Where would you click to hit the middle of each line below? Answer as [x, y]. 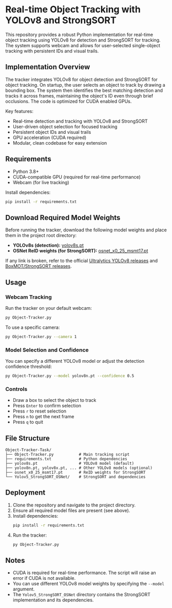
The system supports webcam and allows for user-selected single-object [83, 45]
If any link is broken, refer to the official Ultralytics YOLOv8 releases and [82, 261]
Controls [16, 389]
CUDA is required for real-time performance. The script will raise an [84, 573]
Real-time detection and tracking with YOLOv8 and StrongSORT [80, 121]
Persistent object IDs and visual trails [52, 132]
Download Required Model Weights [63, 217]
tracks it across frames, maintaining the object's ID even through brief [79, 95]
